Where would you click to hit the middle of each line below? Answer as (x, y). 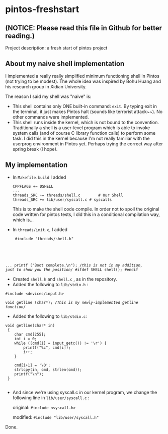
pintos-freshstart (42, 9)
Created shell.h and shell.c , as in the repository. (65, 279)
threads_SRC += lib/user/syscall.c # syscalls (62, 200)
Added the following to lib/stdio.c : (50, 316)
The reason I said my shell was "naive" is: (48, 96)
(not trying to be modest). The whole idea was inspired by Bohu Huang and (83, 81)
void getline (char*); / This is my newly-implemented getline (72, 302)
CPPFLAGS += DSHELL (33, 186)
